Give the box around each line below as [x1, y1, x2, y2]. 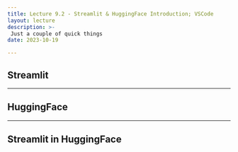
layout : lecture [7, 17, 55, 24]
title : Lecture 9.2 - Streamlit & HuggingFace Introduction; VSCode [7, 10, 214, 18]
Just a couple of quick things [10, 30, 103, 37]
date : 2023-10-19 [7, 37, 59, 44]
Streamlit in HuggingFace [7, 134, 122, 146]
